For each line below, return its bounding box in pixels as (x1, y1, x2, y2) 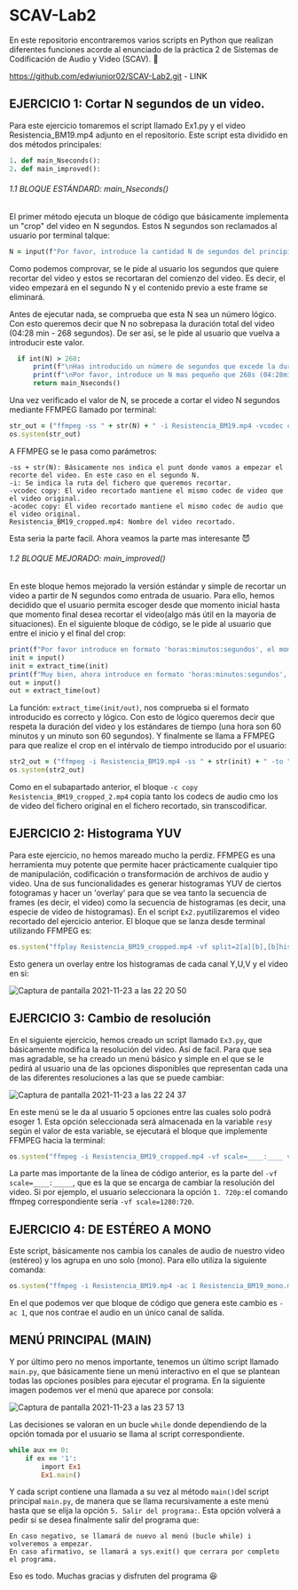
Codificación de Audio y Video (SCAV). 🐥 (9, 53, 159, 64)
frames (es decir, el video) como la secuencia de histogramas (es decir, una (9, 897, 286, 907)
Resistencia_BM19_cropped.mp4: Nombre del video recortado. (9, 517, 237, 526)
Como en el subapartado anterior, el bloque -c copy (9, 782, 199, 793)
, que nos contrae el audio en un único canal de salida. (25, 1307, 224, 1318)
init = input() (9, 653, 66, 662)
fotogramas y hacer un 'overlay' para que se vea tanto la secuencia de (9, 887, 268, 898)
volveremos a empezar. (9, 1539, 93, 1549)
